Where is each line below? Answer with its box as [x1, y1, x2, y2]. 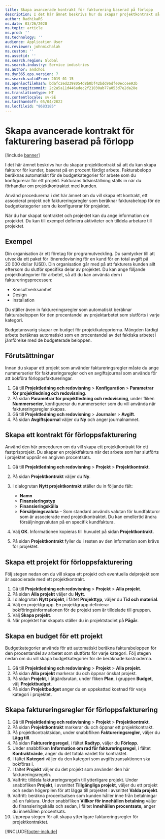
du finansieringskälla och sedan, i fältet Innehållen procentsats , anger [12, 803, 156, 809]
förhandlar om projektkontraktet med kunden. [5, 183, 98, 189]
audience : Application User [5, 40, 63, 45]
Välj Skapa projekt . [12, 612, 52, 618]
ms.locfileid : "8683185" [5, 104, 56, 109]
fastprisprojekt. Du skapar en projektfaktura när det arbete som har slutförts [5, 449, 159, 455]
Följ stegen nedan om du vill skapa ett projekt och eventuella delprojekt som [5, 571, 160, 577]
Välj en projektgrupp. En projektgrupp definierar [12, 602, 109, 608]
